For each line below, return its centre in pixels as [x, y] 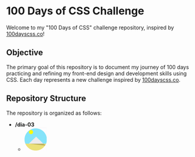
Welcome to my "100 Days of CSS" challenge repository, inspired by [90, 27]
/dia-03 [25, 124]
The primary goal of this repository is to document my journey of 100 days [98, 67]
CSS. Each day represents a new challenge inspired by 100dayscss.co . [93, 79]
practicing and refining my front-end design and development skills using [97, 73]
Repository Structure [46, 99]
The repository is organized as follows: [54, 113]
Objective [25, 53]
